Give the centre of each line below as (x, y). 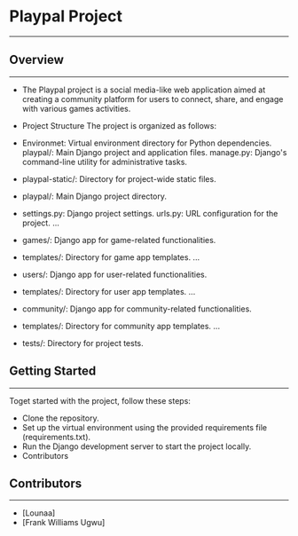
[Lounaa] (39, 513)
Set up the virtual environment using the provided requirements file (145, 427)
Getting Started (53, 371)
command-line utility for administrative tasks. (105, 162)
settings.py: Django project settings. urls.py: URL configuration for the (150, 213)
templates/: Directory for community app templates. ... (121, 326)
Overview (37, 60)
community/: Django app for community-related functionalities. (137, 309)
